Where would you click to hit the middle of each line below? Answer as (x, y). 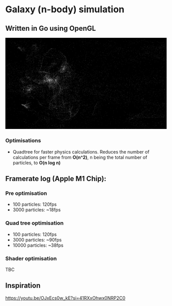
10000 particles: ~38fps (38, 245)
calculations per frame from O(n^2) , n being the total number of (80, 157)
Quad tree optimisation (35, 223)
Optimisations (23, 141)
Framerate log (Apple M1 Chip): (56, 179)
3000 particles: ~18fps (37, 210)
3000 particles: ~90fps (37, 239)
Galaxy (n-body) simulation (65, 9)
